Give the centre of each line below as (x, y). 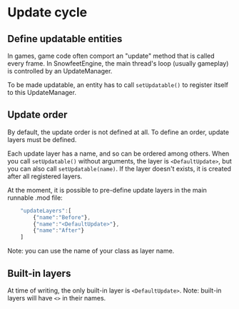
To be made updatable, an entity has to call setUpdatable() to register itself (118, 85)
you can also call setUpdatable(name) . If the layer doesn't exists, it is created (119, 168)
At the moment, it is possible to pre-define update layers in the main (107, 190)
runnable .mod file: (35, 198)
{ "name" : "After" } (59, 231)
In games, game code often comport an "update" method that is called (111, 56)
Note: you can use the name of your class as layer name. (91, 251)
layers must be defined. (42, 139)
